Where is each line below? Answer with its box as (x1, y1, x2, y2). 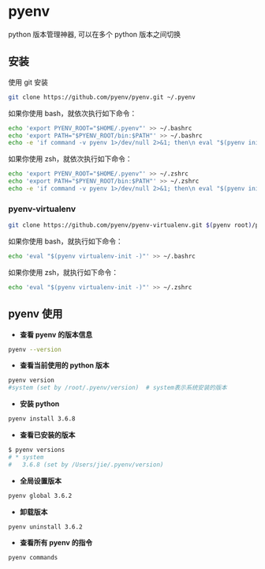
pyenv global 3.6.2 (8, 492, 73, 499)
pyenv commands (8, 554, 58, 562)
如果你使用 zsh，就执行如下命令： (8, 267, 119, 277)
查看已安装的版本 (19, 430, 76, 440)
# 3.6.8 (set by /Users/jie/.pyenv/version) (8, 461, 164, 469)
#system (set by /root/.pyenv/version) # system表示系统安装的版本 (8, 384, 227, 392)
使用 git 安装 (8, 77, 49, 87)
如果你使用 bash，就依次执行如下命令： (8, 108, 137, 118)
